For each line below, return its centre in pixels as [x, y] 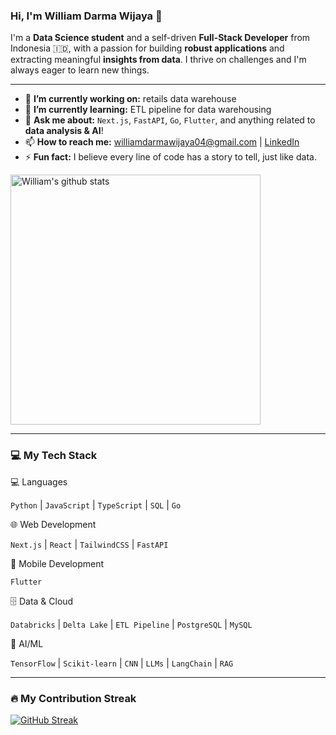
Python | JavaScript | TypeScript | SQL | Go [96, 505]
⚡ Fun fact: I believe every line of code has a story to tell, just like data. [170, 157]
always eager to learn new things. [80, 70]
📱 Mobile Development [57, 563]
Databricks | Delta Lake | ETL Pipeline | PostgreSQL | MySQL [131, 624]
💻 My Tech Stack [54, 456]
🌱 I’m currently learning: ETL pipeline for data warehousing [148, 110]
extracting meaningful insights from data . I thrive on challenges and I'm [158, 60]
